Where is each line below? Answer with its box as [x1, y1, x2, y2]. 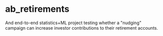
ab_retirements [5, 3, 70, 15]
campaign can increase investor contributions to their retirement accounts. [5, 25, 158, 31]
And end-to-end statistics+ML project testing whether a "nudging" [5, 20, 142, 26]
